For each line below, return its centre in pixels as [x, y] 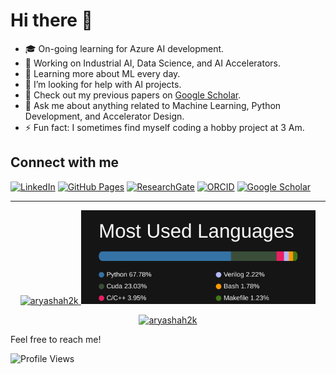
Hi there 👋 [51, 20]
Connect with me [65, 162]
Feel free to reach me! [56, 339]
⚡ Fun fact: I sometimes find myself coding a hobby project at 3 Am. [164, 127]
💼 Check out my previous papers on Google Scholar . [133, 95]
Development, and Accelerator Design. [104, 116]
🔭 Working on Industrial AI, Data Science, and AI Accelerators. [152, 63]
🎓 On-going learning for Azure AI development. [124, 48]
